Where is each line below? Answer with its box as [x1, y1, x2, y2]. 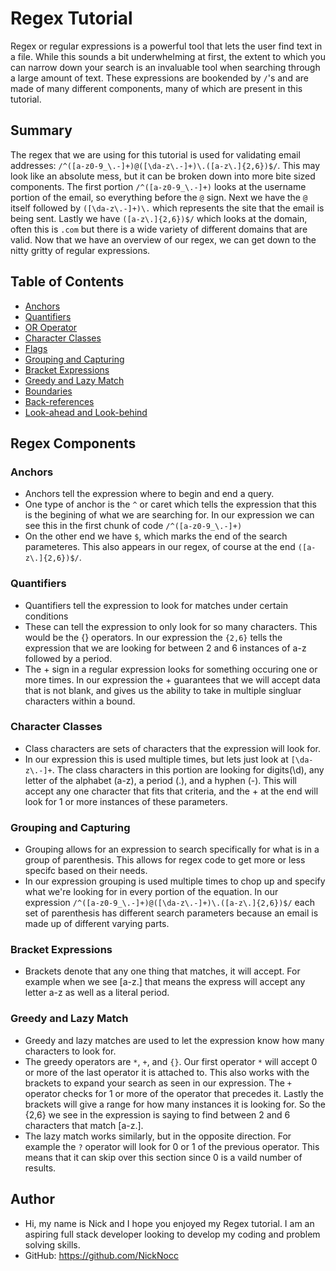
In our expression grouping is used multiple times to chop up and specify [24, 875, 326, 887]
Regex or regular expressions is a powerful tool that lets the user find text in [10, 40, 323, 52]
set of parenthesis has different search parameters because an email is [24, 907, 319, 919]
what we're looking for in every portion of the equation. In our [24, 886, 279, 898]
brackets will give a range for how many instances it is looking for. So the [24, 1098, 326, 1110]
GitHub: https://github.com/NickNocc [24, 1249, 179, 1261]
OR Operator [24, 321, 78, 333]
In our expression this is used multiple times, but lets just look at [24, 753, 289, 765]
